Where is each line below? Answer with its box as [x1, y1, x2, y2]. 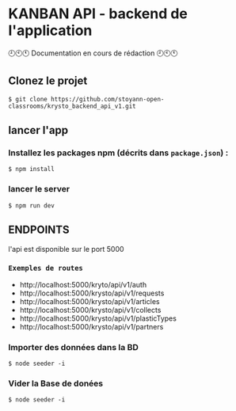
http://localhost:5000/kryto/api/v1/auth [19, 280, 147, 289]
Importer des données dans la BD [8, 341, 139, 352]
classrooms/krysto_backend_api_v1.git [8, 102, 136, 110]
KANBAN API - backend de [8, 5, 188, 23]
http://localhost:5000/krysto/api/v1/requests [19, 288, 165, 298]
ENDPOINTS [8, 223, 70, 237]
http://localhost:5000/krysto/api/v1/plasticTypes [19, 314, 177, 323]
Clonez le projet [8, 74, 88, 88]
